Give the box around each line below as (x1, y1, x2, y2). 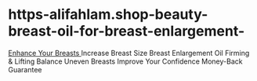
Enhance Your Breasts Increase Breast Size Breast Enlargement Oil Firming (8, 48, 250, 57)
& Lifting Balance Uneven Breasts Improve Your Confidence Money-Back (8, 57, 243, 66)
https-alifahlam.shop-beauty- (8, 6, 208, 24)
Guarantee (8, 64, 42, 74)
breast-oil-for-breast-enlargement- (8, 22, 245, 40)
